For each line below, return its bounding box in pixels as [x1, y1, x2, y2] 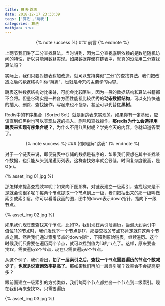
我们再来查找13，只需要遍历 [9, 286, 66, 292]
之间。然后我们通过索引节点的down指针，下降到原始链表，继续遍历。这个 [9, 234, 159, 240]
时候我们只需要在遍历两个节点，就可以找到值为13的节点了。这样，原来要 [5, 240, 152, 246]
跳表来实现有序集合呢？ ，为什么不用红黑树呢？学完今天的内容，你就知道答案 [5, 124, 160, 130]
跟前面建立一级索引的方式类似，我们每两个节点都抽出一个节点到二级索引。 [5, 279, 156, 285]
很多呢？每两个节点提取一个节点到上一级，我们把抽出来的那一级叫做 [22, 190, 160, 195]
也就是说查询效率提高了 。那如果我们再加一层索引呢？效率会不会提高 [18, 263, 156, 269]
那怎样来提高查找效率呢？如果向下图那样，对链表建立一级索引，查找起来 [5, 184, 151, 190]
